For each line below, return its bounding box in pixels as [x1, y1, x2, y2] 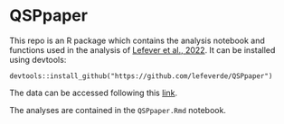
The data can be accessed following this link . [9, 87, 178, 98]
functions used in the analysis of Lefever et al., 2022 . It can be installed [9, 44, 276, 55]
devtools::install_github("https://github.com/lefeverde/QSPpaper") [9, 71, 273, 81]
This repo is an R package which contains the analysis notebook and [9, 35, 265, 46]
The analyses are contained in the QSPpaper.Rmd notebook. [9, 104, 226, 115]
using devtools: [9, 54, 67, 65]
